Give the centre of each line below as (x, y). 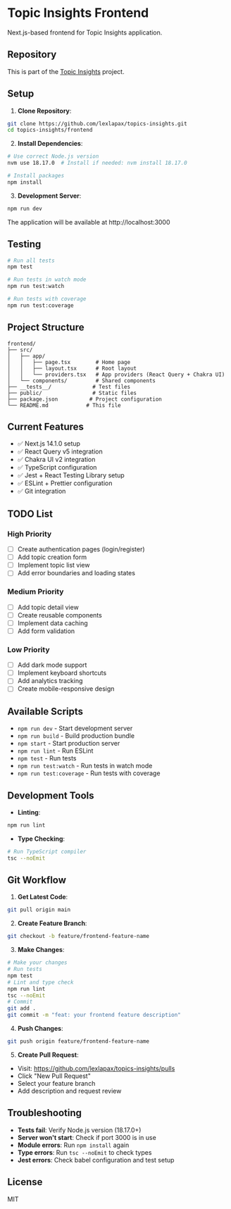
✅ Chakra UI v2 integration (56, 460)
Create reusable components (60, 615)
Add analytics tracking (50, 681)
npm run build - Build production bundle (76, 736)
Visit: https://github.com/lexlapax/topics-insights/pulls (96, 1068)
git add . (22, 1008)
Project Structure (46, 328)
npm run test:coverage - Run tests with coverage (89, 773)
